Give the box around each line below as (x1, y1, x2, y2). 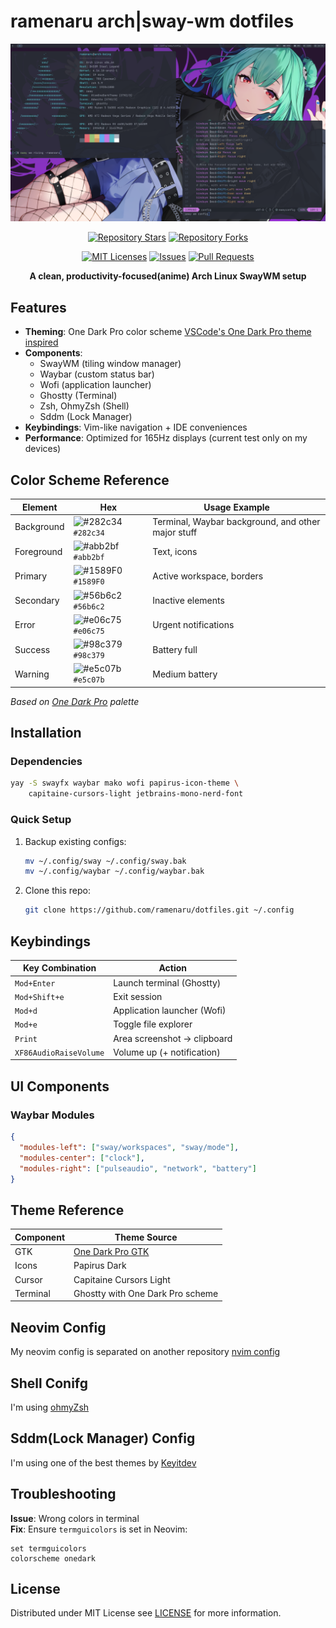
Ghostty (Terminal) (39, 390, 118, 402)
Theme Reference (10, 1201, 125, 1219)
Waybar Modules (10, 1108, 95, 1122)
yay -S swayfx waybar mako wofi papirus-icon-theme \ (10, 778, 240, 789)
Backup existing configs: (24, 835, 127, 847)
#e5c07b (73, 675, 105, 685)
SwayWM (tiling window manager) (39, 358, 182, 370)
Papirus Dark (73, 1260, 127, 1272)
